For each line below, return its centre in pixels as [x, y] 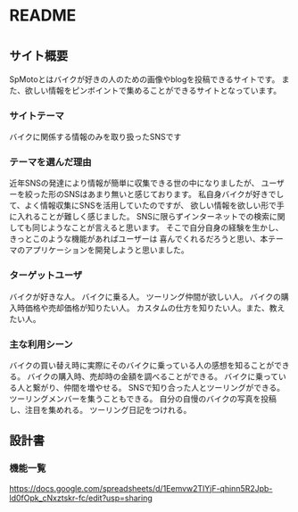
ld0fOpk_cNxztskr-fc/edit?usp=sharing [81, 498]
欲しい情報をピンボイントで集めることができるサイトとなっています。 [153, 90]
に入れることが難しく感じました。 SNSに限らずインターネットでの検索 [140, 217]
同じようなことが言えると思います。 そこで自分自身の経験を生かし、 [157, 227]
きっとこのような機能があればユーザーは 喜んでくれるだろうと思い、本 [139, 239]
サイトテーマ [37, 115]
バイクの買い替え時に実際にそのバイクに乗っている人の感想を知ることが [142, 365]
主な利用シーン [41, 344]
